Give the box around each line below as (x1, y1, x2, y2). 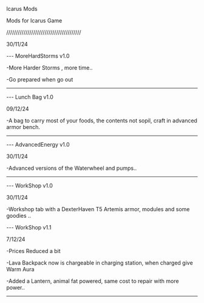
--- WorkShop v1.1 (6, 224, 52, 231)
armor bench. (6, 124, 41, 130)
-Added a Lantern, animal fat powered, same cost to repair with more (6, 277, 179, 285)
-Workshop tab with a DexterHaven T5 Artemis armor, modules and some (6, 206, 190, 212)
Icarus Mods (6, 5, 38, 12)
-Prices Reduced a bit (6, 248, 61, 254)
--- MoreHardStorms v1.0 (6, 52, 70, 60)
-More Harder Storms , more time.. (6, 64, 93, 71)
